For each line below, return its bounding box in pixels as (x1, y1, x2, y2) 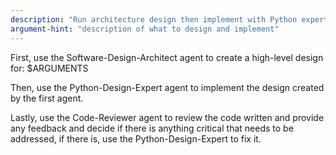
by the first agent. (10, 92, 84, 104)
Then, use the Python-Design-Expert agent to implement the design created (10, 81, 325, 93)
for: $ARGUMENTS (10, 62, 89, 74)
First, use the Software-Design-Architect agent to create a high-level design (10, 51, 324, 63)
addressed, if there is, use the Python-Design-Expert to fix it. (10, 132, 262, 145)
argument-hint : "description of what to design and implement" (10, 24, 280, 34)
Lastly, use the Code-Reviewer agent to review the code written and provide (10, 111, 325, 123)
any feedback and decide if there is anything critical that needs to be (10, 122, 294, 134)
